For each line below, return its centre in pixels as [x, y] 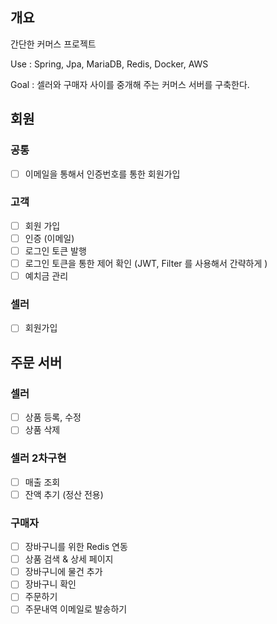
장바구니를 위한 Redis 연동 [76, 547]
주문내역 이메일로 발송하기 [76, 609]
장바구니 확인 [50, 584]
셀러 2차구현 [38, 458]
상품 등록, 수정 [53, 417]
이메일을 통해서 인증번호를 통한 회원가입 [102, 174]
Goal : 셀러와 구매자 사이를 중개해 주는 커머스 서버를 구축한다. [130, 84]
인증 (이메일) [49, 238]
